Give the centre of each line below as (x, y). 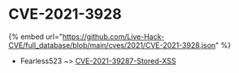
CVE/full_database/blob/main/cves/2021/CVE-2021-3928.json (112, 45)
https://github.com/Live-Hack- (113, 36)
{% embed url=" (36, 36)
